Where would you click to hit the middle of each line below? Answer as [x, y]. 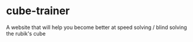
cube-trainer [38, 11]
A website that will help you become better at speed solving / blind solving [97, 27]
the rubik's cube [26, 33]
